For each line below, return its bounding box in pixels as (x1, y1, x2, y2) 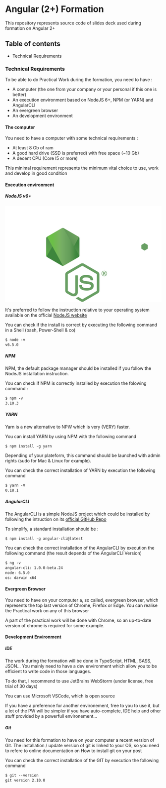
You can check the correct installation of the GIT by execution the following (5, 758, 159, 764)
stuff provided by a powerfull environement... (5, 713, 98, 719)
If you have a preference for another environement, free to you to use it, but (5, 703, 160, 709)
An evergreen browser (12, 108, 58, 113)
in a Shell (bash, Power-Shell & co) (5, 327, 76, 333)
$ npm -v (5, 396, 23, 401)
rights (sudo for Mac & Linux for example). (5, 458, 92, 464)
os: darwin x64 (5, 575, 37, 580)
